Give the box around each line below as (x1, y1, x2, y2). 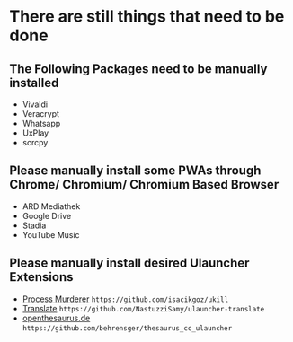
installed (9, 75, 59, 91)
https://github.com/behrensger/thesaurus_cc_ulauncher (22, 323, 233, 333)
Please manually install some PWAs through (9, 163, 262, 179)
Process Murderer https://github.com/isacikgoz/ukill (22, 294, 229, 304)
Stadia (22, 220, 47, 231)
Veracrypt (22, 109, 60, 118)
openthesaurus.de (22, 312, 91, 323)
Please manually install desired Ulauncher (9, 256, 250, 271)
